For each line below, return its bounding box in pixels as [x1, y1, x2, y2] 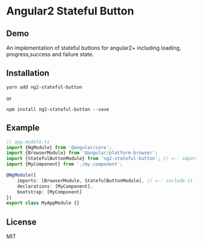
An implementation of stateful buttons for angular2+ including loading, [6, 44, 181, 51]
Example [6, 122, 40, 133]
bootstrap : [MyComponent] [17, 189, 83, 195]
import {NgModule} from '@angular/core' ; [6, 144, 112, 150]
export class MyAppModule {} [6, 200, 80, 206]
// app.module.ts [6, 139, 50, 145]
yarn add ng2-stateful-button [6, 84, 83, 90]
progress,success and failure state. [6, 51, 94, 58]
